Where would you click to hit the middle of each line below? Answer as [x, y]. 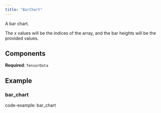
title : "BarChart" [24, 10]
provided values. [22, 38]
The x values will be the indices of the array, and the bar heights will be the [81, 33]
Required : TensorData [27, 65]
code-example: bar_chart [31, 105]
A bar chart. [17, 23]
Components [25, 54]
